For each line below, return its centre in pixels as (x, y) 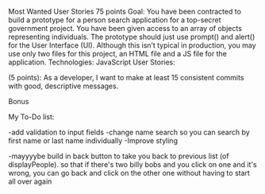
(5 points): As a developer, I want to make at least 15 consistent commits (126, 78)
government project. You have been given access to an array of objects (125, 28)
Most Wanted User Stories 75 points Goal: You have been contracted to (125, 12)
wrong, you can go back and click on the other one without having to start (129, 173)
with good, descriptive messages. (63, 86)
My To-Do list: (31, 117)
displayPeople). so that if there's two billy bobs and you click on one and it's (133, 165)
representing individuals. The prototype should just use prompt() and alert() (132, 37)
